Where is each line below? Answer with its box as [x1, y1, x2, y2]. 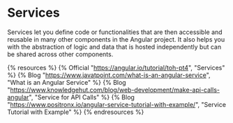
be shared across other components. [7, 50, 114, 58]
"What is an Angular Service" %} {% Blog [7, 78, 127, 86]
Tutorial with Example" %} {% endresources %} [7, 108, 144, 116]
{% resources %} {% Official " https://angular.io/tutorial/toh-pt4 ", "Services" [7, 63, 225, 72]
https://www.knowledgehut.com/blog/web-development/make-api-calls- [10, 85, 220, 94]
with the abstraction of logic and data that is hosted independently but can [7, 42, 222, 51]
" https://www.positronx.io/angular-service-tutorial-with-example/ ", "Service [7, 100, 227, 108]
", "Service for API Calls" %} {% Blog [29, 92, 135, 101]
